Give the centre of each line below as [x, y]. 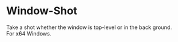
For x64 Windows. [29, 33]
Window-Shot [42, 11]
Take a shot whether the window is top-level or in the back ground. [89, 27]
